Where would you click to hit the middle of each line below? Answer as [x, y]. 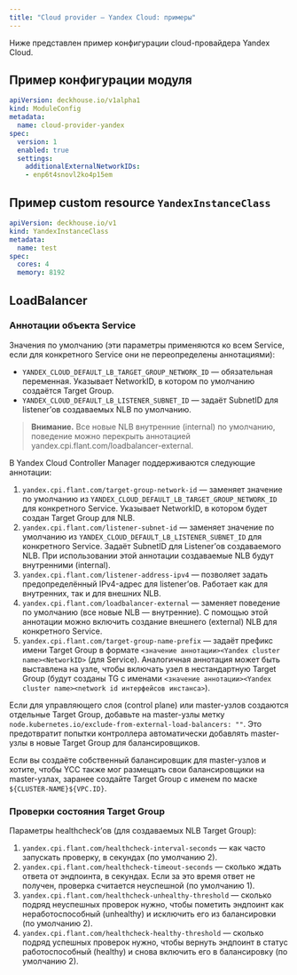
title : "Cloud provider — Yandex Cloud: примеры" [103, 17]
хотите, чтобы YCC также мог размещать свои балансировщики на [137, 769]
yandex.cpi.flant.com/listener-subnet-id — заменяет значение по [148, 527]
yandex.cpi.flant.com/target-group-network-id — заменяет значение [152, 489]
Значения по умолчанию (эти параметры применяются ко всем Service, [147, 345]
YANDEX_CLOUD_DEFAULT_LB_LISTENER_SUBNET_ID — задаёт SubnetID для [150, 400]
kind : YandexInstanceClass [59, 231]
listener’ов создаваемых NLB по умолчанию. [107, 409]
